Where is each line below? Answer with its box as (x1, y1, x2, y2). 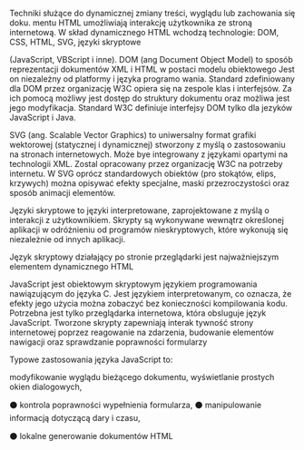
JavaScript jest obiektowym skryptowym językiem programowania (9, 279, 258, 289)
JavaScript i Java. (9, 112, 76, 122)
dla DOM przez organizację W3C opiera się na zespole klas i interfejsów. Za (9, 83, 292, 93)
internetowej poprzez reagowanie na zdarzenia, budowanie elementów (9, 327, 275, 337)
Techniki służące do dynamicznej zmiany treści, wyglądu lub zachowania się (9, 8, 296, 18)
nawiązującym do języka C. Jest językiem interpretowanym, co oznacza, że (9, 289, 292, 298)
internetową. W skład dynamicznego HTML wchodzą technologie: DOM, (9, 27, 279, 37)
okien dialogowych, (9, 381, 83, 392)
